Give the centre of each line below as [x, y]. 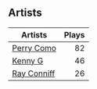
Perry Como [34, 48]
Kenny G [28, 60]
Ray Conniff [34, 73]
